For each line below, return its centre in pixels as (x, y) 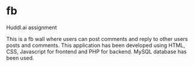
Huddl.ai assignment (32, 27)
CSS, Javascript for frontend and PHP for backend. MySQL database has (97, 51)
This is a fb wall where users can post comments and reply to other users (97, 39)
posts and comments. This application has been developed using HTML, (96, 45)
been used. (20, 58)
